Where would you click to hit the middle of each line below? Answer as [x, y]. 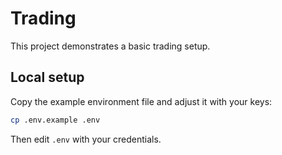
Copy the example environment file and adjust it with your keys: [141, 101]
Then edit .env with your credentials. [86, 139]
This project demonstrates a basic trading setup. [110, 46]
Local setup [47, 77]
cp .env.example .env [55, 120]
